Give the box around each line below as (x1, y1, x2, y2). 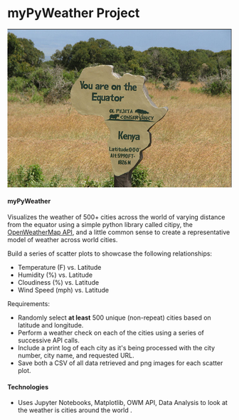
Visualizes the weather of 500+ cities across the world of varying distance (7, 213, 225, 221)
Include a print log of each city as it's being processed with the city (17, 344, 216, 352)
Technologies (7, 382, 49, 391)
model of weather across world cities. (7, 236, 118, 244)
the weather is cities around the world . (17, 406, 133, 414)
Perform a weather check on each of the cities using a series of (17, 329, 204, 337)
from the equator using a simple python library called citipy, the (7, 221, 193, 229)
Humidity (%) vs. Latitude (17, 271, 93, 279)
